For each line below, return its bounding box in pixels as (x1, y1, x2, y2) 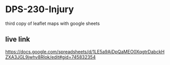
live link (5, 35, 30, 44)
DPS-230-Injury (5, 4, 74, 15)
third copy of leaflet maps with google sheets (5, 20, 100, 26)
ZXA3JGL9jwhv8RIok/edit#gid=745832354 (5, 54, 96, 60)
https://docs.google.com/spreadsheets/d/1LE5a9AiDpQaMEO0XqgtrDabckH (5, 48, 165, 54)
